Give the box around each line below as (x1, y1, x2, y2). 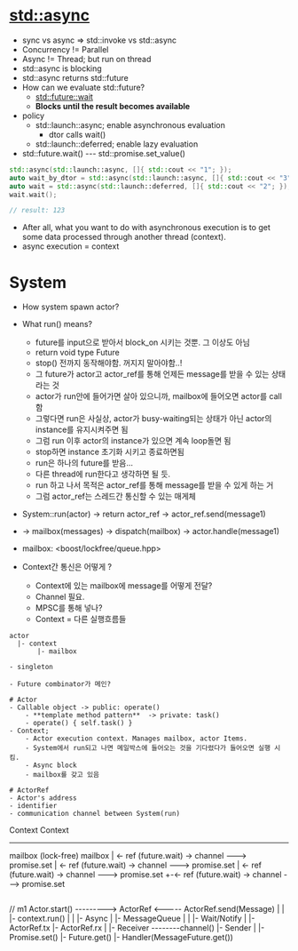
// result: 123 (9, 206, 66, 215)
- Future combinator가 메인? (9, 680, 112, 689)
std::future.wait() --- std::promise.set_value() (21, 148, 186, 158)
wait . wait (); (9, 190, 58, 199)
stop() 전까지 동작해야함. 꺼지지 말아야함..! (35, 357, 183, 369)
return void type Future (35, 348, 120, 358)
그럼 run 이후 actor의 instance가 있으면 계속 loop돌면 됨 (35, 436, 231, 446)
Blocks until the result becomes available (35, 100, 191, 111)
